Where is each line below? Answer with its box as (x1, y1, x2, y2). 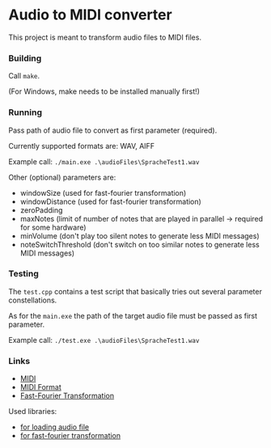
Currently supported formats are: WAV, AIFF (8, 141, 155, 150)
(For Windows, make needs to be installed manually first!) (8, 87, 201, 96)
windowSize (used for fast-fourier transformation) (19, 188, 187, 197)
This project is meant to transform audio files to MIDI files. (8, 32, 202, 42)
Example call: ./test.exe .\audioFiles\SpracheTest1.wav (8, 335, 200, 344)
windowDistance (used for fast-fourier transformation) (19, 197, 202, 206)
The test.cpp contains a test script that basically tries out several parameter (8, 286, 263, 296)
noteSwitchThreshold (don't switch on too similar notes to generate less (19, 239, 260, 249)
